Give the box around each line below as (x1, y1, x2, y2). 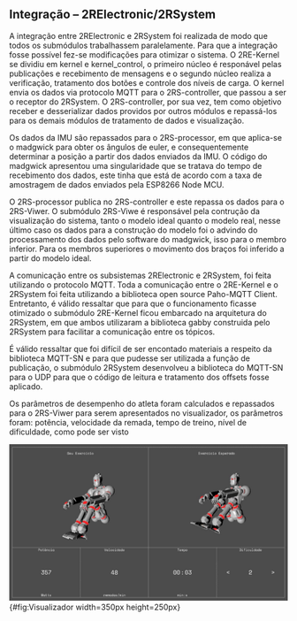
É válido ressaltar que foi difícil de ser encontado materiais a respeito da (9, 343, 272, 354)
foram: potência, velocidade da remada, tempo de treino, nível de (9, 417, 247, 427)
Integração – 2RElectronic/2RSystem (9, 7, 217, 22)
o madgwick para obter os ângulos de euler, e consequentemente (9, 142, 249, 152)
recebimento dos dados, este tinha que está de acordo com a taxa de (9, 170, 263, 180)
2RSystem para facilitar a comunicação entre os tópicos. (9, 326, 216, 337)
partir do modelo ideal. (9, 252, 92, 264)
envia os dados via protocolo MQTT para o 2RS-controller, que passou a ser (9, 87, 287, 97)
